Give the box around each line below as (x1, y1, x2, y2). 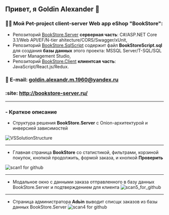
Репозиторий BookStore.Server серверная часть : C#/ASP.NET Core (12, 31, 157, 38)
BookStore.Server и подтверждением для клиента (12, 184, 120, 190)
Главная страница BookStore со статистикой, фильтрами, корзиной (12, 149, 159, 156)
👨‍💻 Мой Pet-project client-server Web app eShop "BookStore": (5, 20, 163, 27)
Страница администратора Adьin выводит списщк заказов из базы (12, 199, 157, 205)
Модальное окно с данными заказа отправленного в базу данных (12, 179, 155, 185)
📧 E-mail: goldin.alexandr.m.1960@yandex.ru (5, 76, 119, 83)
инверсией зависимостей (12, 125, 68, 131)
